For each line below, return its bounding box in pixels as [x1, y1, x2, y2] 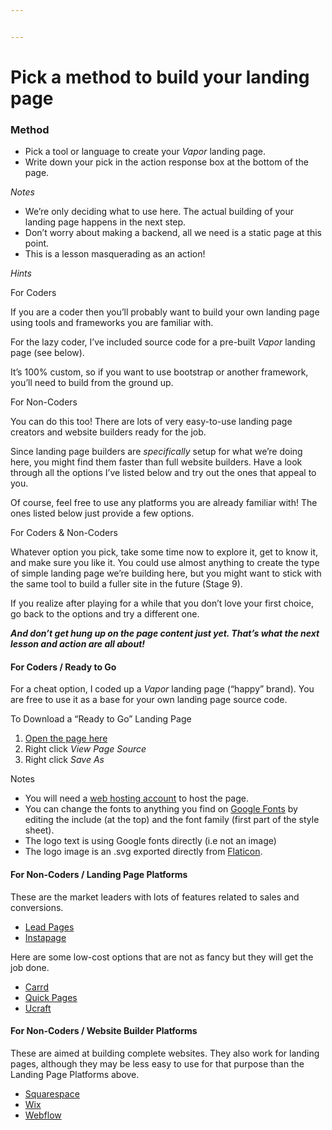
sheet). [24, 824, 55, 836]
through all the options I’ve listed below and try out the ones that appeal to [10, 467, 317, 479]
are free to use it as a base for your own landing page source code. [10, 694, 288, 706]
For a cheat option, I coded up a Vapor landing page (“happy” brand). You [10, 683, 315, 695]
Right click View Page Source [24, 743, 147, 755]
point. [24, 237, 50, 250]
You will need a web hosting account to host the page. [24, 792, 250, 805]
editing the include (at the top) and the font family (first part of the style [24, 814, 320, 826]
